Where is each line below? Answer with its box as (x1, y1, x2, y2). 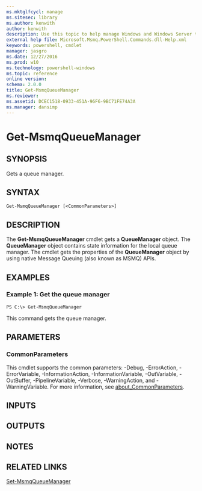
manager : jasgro (6, 48, 47, 54)
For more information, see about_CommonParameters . (50, 383, 185, 390)
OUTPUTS (6, 421, 45, 431)
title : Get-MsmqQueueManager (6, 87, 79, 93)
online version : (6, 76, 47, 82)
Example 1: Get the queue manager (6, 290, 110, 299)
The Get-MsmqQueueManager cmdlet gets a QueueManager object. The (6, 236, 191, 243)
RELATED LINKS (6, 462, 67, 472)
